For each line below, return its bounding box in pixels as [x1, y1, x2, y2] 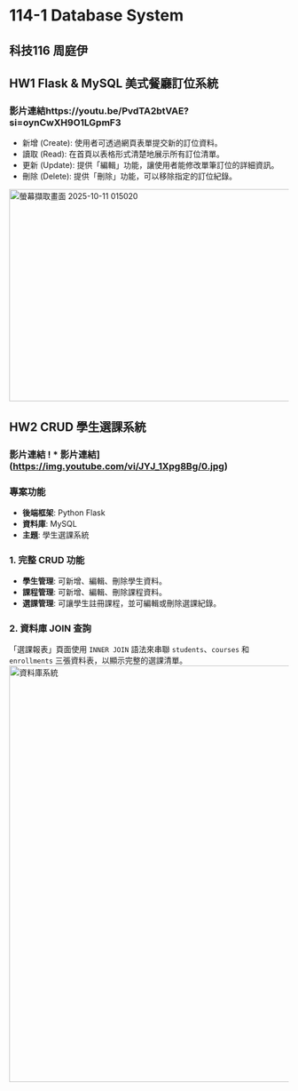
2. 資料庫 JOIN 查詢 [9, 623, 91, 635]
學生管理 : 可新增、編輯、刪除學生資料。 [21, 576, 167, 586]
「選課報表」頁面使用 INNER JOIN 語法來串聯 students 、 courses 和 [9, 644, 250, 655]
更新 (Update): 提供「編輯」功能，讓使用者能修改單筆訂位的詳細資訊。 [21, 160, 279, 171]
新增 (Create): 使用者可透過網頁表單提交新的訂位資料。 [21, 138, 223, 148]
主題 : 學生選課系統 [21, 530, 90, 540]
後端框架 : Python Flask [21, 507, 106, 518]
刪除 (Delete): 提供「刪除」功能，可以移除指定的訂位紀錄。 [21, 171, 238, 182]
